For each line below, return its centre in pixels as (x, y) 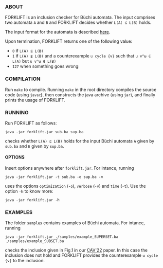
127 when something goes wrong (45, 66)
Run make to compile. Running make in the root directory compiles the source (81, 89)
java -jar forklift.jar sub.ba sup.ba (44, 132)
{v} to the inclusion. (25, 261)
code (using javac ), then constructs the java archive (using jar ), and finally (80, 95)
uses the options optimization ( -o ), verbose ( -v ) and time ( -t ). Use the (75, 186)
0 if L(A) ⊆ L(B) (28, 51)
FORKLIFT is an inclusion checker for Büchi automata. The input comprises (80, 18)
